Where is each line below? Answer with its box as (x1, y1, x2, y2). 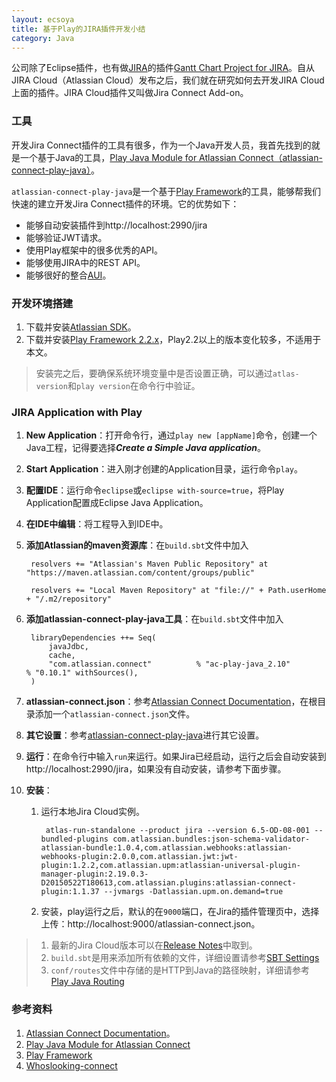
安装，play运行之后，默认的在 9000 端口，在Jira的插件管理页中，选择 (40, 906, 320, 918)
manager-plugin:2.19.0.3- (40, 869, 149, 880)
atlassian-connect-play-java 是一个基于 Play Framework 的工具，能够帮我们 (11, 185, 322, 197)
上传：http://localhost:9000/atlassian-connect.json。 (40, 918, 261, 930)
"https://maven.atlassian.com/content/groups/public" (25, 568, 255, 578)
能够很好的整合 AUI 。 (25, 269, 112, 281)
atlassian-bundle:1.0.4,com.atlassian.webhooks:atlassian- (40, 843, 293, 853)
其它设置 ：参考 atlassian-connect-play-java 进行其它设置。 (25, 729, 265, 741)
